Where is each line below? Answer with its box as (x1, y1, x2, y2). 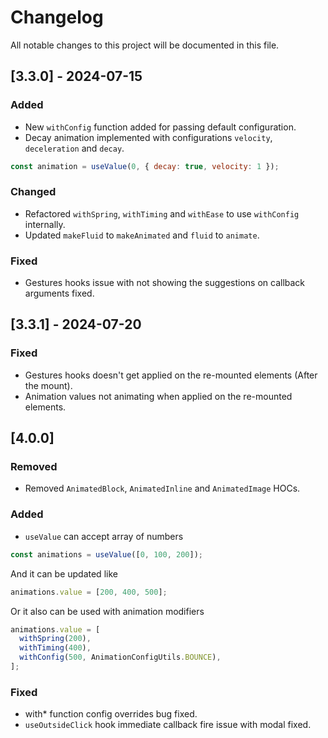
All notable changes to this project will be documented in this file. (10, 39, 280, 51)
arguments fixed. (24, 287, 95, 300)
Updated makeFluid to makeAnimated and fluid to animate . (24, 229, 260, 241)
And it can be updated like (10, 567, 118, 580)
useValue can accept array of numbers (24, 530, 184, 542)
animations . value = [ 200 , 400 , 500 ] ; (10, 587, 168, 597)
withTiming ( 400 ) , (19, 643, 92, 653)
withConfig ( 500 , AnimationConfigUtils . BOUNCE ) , (19, 652, 222, 663)
